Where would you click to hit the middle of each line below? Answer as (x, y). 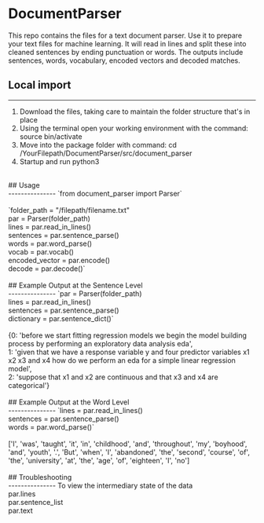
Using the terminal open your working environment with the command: (134, 128)
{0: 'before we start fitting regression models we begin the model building (128, 335)
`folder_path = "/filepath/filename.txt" (69, 210)
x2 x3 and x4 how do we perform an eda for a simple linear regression (122, 360)
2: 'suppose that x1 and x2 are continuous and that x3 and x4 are (113, 377)
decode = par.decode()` (47, 269)
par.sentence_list (36, 502)
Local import (40, 85)
